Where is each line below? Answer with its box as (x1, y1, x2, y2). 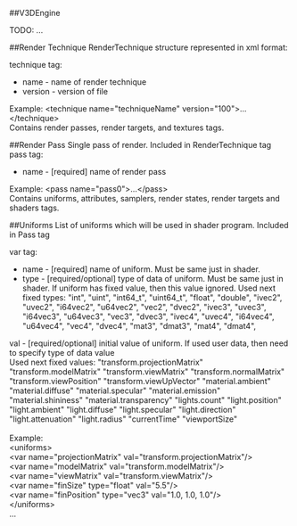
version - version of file (21, 86, 109, 96)
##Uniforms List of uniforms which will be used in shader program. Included (9, 220, 289, 230)
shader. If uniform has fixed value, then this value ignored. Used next (21, 283, 276, 293)
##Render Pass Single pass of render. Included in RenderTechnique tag (9, 140, 272, 150)
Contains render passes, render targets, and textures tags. (9, 122, 225, 133)
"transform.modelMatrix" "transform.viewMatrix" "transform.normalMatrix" (9, 366, 285, 377)
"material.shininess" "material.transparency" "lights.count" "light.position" (9, 395, 283, 405)
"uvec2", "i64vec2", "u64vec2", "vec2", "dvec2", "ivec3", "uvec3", (21, 302, 267, 312)
